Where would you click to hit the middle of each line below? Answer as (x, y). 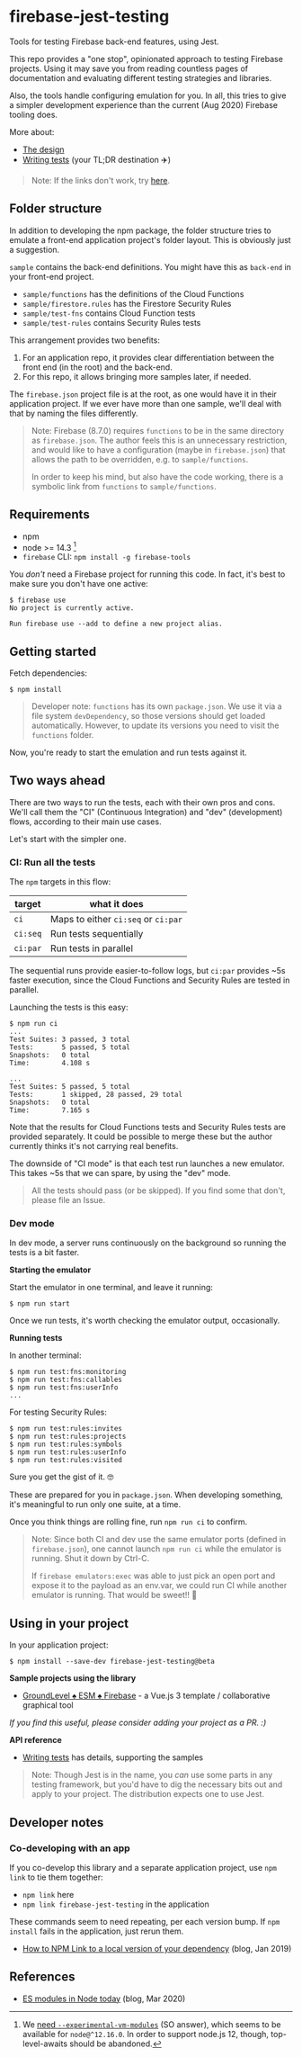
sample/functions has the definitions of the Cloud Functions (133, 293)
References (42, 1977)
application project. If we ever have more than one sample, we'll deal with (146, 403)
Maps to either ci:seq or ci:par (117, 920)
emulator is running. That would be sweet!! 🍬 (114, 1595)
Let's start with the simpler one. (68, 839)
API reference (36, 1740)
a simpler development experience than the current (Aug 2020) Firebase (144, 104)
